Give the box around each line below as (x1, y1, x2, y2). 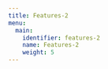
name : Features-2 (22, 41, 80, 49)
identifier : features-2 (22, 33, 101, 42)
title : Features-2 (8, 11, 69, 20)
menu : (8, 19, 26, 27)
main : (15, 26, 34, 34)
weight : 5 (22, 48, 55, 56)
